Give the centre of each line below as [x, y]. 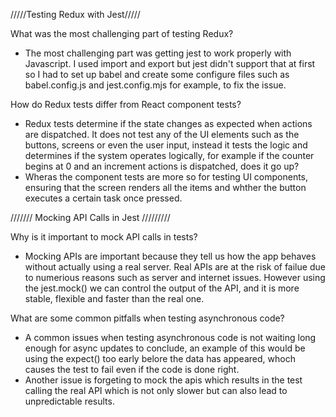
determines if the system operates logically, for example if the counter [169, 155]
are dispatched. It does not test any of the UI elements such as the [162, 134]
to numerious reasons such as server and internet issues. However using [175, 277]
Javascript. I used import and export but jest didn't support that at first [170, 63]
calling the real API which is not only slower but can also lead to [156, 390]
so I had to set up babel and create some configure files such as [157, 74]
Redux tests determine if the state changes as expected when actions [168, 123]
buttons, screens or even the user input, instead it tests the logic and [166, 145]
